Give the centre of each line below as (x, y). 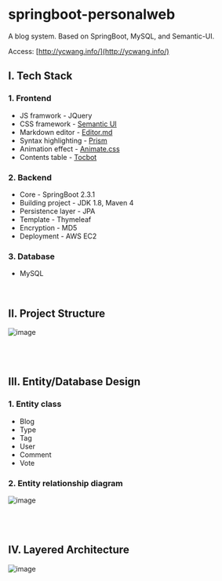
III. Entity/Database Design (75, 382)
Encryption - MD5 (48, 227)
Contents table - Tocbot (58, 157)
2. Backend (30, 177)
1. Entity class (35, 404)
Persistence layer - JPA (57, 211)
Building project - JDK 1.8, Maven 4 (76, 202)
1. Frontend (30, 98)
